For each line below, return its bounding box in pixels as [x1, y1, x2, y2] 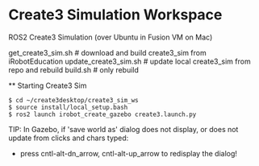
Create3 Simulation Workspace [8, 6, 223, 24]
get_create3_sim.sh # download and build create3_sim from [8, 48, 207, 57]
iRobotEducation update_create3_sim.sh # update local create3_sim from [8, 56, 252, 66]
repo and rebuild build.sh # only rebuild [8, 64, 140, 74]
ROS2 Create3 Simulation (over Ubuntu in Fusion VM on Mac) [8, 32, 213, 42]
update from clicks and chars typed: [8, 133, 129, 143]
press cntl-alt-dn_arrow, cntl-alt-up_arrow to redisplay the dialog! [19, 148, 238, 158]
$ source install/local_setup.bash [8, 103, 128, 111]
